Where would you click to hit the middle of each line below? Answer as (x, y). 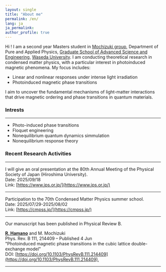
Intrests (15, 110)
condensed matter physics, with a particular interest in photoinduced (75, 62)
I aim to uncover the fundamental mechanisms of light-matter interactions (80, 92)
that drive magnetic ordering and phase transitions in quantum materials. (79, 97)
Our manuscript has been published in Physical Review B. (64, 223)
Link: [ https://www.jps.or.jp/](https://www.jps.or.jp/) (58, 185)
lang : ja (14, 23)
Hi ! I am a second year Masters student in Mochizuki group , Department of (82, 47)
